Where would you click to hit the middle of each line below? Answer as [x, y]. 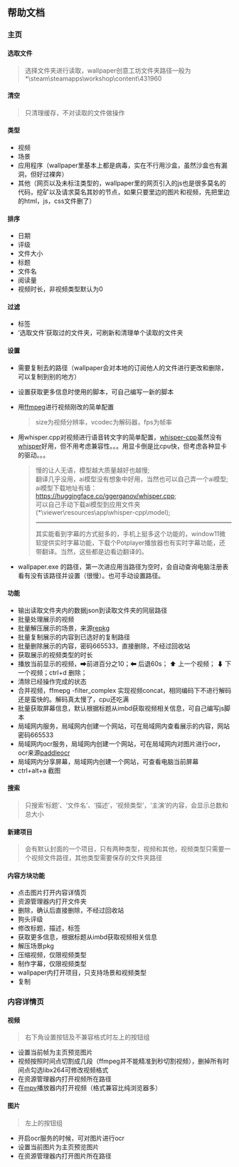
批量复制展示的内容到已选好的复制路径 [74, 637]
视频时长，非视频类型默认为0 [60, 289]
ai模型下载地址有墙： [66, 488]
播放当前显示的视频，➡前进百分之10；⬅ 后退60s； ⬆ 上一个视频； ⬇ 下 [124, 664]
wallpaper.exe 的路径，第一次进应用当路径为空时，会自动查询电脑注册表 [123, 566]
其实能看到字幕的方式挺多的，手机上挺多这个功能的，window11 [127, 533]
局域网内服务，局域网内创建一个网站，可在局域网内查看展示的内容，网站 [123, 726]
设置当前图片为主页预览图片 [58, 1147]
